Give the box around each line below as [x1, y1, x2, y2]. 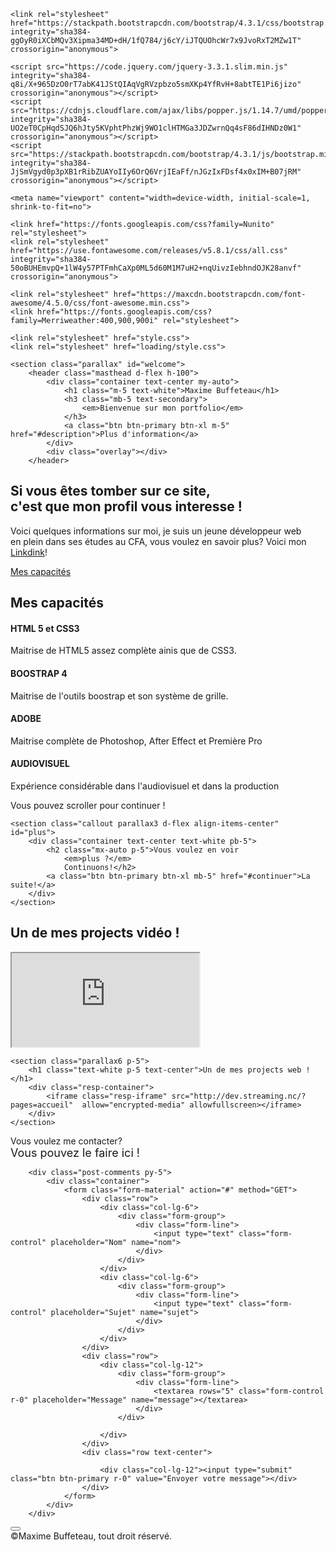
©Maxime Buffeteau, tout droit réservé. [10, 1530, 173, 1542]
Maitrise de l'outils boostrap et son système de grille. [10, 690, 229, 702]
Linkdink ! [10, 546, 48, 558]
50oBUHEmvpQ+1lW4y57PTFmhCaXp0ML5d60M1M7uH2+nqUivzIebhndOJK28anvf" [10, 263, 302, 273]
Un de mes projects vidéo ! [10, 925, 180, 942]
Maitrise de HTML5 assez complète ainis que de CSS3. [10, 645, 237, 657]
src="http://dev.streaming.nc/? [171, 1091, 307, 1101]
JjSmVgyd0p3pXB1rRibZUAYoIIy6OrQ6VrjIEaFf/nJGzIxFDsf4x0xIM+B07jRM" [10, 167, 302, 177]
